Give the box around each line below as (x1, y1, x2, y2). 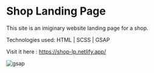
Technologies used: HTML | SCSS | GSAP (6, 36, 110, 43)
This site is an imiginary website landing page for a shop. (6, 24, 149, 32)
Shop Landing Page (6, 4, 106, 18)
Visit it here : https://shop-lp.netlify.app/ (6, 47, 106, 55)
